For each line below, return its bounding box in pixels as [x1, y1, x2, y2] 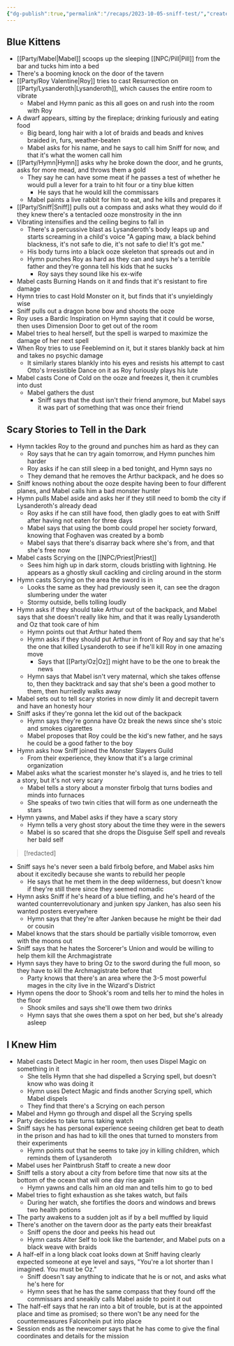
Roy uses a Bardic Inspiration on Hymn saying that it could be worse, [16, 314, 214, 323]
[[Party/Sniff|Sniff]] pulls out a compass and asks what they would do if [16, 203, 223, 212]
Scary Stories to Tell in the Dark [6, 423, 147, 435]
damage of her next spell [16, 337, 89, 345]
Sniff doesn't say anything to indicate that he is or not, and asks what [27, 1273, 226, 1281]
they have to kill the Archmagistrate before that [16, 967, 152, 975]
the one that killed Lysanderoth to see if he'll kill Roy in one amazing [27, 643, 223, 651]
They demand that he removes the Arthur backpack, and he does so [27, 472, 224, 481]
